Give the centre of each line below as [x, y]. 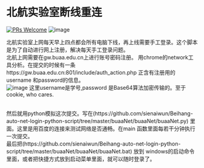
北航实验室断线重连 [54, 12]
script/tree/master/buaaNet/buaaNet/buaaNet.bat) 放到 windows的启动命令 [100, 151]
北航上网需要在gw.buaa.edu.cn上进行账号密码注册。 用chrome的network [97, 57]
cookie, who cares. [30, 94]
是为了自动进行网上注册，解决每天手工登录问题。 [67, 50]
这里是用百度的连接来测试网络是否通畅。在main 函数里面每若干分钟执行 [106, 129]
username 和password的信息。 [45, 80]
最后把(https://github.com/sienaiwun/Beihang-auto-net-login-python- [93, 144]
